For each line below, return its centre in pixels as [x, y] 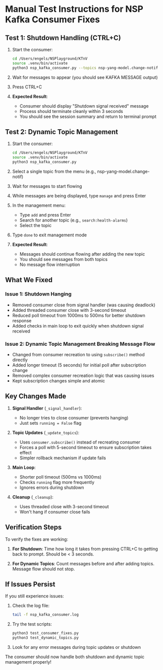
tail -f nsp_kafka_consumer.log [45, 615]
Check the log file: [31, 606]
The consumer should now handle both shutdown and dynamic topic [75, 657]
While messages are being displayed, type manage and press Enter [79, 196]
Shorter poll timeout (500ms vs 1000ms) [61, 477]
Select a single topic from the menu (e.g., [54, 172]
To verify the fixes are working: [37, 539]
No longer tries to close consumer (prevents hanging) [74, 417]
